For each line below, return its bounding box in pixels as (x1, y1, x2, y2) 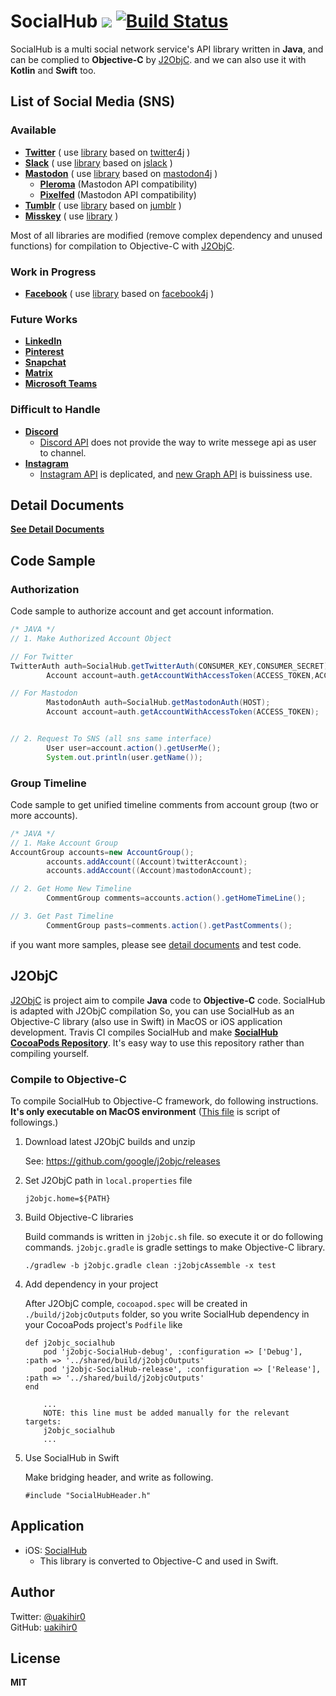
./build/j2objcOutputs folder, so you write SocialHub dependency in (24, 1308, 310, 1320)
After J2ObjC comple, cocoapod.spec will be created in (24, 1297, 248, 1309)
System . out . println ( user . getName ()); (46, 752, 203, 762)
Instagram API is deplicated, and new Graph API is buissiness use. (39, 468, 313, 480)
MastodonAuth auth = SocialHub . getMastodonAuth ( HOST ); (46, 698, 271, 708)
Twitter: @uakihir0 (10, 1610, 86, 1622)
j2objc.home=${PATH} (24, 1193, 111, 1204)
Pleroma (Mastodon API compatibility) (39, 178, 198, 190)
